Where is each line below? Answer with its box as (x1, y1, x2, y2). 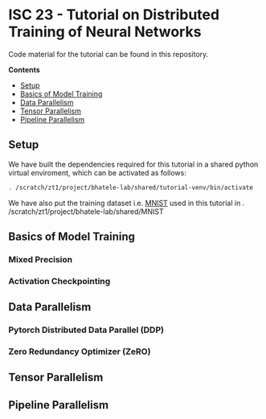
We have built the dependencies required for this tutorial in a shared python (8, 159, 259, 169)
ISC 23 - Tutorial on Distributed (8, 6, 219, 24)
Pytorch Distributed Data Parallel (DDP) (8, 324, 165, 335)
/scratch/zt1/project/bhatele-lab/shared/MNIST (8, 207, 164, 216)
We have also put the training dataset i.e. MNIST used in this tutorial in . (8, 198, 245, 207)
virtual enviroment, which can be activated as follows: (8, 167, 186, 178)
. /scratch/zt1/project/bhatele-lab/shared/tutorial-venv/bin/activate (8, 183, 253, 191)
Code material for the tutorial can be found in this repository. (8, 49, 209, 59)
